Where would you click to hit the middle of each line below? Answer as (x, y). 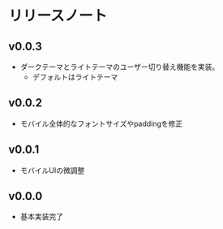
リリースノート (58, 16)
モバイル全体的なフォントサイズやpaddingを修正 (101, 123)
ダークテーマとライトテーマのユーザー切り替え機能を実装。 (120, 67)
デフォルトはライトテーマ (75, 77)
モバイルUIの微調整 (52, 170)
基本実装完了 (41, 217)
